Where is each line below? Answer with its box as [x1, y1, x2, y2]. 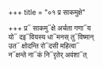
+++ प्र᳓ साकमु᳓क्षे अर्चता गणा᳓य [8, 24, 91, 32]
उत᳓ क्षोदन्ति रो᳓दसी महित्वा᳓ [8, 41, 80, 51]
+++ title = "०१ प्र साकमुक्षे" [8, 8, 86, 17]
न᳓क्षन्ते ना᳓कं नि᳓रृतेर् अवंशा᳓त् [8, 50, 87, 59]
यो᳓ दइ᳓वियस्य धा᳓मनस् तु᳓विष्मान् [8, 32, 94, 41]
